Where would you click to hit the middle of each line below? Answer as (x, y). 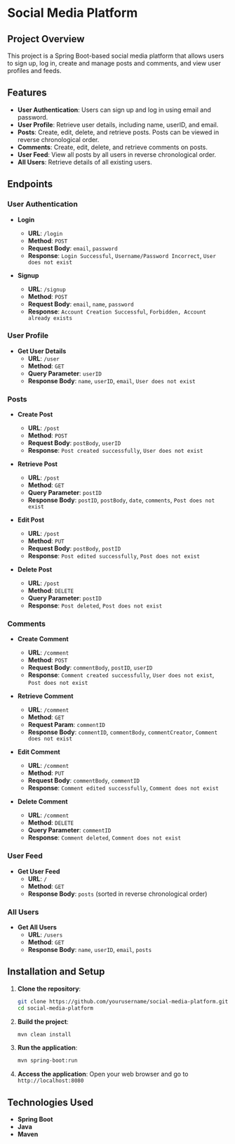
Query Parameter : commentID (69, 830)
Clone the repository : (49, 989)
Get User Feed (39, 871)
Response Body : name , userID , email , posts (90, 949)
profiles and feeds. (34, 71)
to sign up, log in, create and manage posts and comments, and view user (114, 63)
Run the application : (47, 1048)
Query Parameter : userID (65, 373)
